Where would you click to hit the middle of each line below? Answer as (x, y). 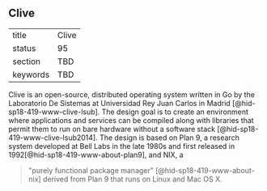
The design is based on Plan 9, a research (170, 138)
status (24, 48)
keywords (31, 74)
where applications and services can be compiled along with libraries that (131, 120)
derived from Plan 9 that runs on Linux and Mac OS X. (133, 179)
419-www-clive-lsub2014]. (53, 138)
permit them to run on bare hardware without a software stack (112, 129)
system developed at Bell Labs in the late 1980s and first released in (122, 146)
